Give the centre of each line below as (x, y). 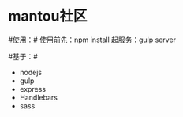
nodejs (30, 72)
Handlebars (38, 97)
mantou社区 (48, 16)
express (32, 89)
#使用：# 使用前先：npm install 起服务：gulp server (92, 40)
